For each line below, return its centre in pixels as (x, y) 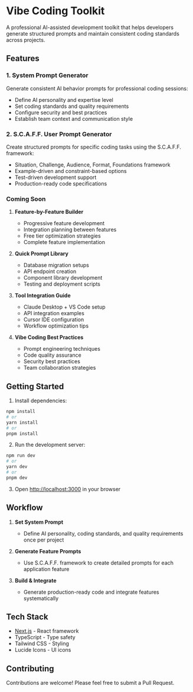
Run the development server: (50, 445)
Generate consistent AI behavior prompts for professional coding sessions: (97, 88)
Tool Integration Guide (42, 296)
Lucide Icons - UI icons (43, 650)
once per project (44, 540)
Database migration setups (56, 265)
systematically (41, 598)
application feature (46, 569)
